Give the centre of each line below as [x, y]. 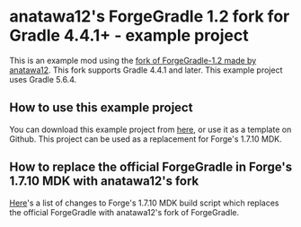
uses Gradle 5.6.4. [43, 79]
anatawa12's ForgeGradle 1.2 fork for [150, 17]
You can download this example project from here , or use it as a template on [150, 129]
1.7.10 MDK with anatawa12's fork [104, 181]
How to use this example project [101, 108]
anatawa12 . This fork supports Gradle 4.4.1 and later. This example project [146, 70]
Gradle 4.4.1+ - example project [129, 35]
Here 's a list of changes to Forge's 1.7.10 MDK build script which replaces [144, 203]
